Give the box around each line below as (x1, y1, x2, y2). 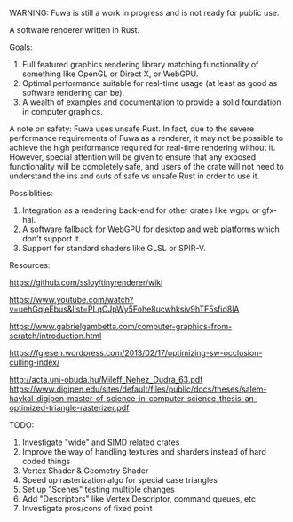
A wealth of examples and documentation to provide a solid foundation (21, 97, 281, 107)
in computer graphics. (21, 107, 104, 116)
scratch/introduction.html (9, 330, 102, 341)
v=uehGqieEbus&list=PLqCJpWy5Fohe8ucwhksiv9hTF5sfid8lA (9, 304, 240, 314)
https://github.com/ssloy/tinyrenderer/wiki (9, 277, 163, 288)
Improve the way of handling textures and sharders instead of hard (21, 447, 266, 456)
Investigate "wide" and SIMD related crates (21, 437, 180, 447)
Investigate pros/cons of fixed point (21, 503, 153, 513)
